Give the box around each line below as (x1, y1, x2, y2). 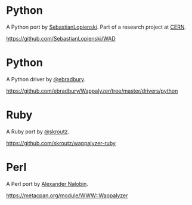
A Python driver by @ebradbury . (6, 75, 86, 82)
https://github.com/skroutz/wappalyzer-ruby (6, 139, 116, 146)
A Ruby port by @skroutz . (6, 128, 70, 135)
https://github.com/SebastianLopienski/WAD (6, 35, 116, 42)
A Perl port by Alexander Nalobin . (6, 180, 88, 187)
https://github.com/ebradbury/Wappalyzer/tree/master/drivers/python (6, 87, 178, 94)
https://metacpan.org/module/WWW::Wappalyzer (6, 192, 128, 199)
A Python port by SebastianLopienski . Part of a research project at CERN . (6, 23, 187, 30)
